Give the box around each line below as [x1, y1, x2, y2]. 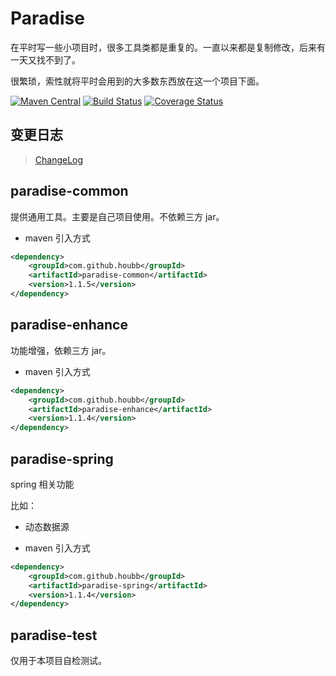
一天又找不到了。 [10, 53, 81, 66]
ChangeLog [34, 153, 84, 166]
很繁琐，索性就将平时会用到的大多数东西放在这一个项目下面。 [10, 75, 265, 87]
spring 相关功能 [10, 478, 75, 490]
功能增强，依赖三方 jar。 [10, 344, 112, 356]
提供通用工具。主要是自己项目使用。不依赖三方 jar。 [10, 210, 225, 222]
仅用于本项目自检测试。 [10, 655, 107, 667]
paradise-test [10, 627, 98, 644]
